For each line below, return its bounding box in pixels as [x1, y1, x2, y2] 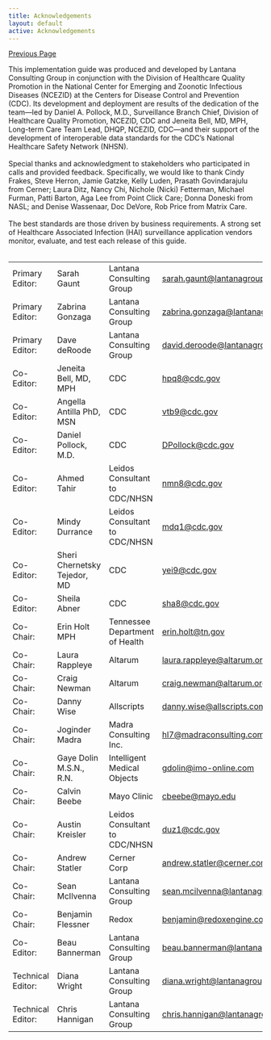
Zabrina [56, 301, 86, 312]
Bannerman [56, 947, 101, 958]
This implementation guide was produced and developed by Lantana [8, 65, 236, 74]
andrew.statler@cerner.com [161, 858, 269, 869]
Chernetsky [56, 560, 102, 571]
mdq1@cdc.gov [161, 522, 223, 533]
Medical [108, 762, 140, 774]
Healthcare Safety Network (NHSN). [8, 142, 129, 152]
